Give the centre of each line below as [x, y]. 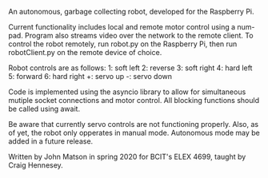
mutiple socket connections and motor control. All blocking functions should [134, 100]
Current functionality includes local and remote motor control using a [122, 27]
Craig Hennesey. [36, 165]
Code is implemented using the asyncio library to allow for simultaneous [127, 92]
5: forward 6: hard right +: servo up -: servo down [90, 76]
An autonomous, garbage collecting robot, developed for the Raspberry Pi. [131, 12]
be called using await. [44, 109]
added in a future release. [51, 141]
